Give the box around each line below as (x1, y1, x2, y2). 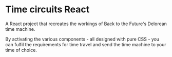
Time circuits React (5, 4, 90, 15)
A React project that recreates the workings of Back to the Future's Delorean (5, 21, 167, 27)
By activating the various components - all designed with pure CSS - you (5, 36, 160, 42)
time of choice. (5, 47, 37, 53)
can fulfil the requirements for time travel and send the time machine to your (5, 41, 167, 47)
